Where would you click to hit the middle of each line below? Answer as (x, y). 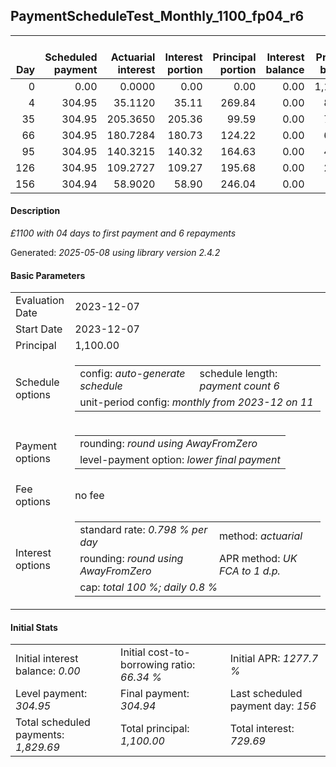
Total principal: (155, 729)
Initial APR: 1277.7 (274, 659)
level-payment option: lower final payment (180, 460)
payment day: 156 (273, 706)
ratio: (183, 665)
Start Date (39, 329)
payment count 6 (239, 386)
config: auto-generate (132, 374)
